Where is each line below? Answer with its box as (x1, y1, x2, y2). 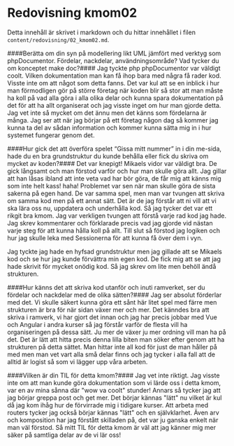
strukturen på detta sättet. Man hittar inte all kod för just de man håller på (7, 342, 218, 351)
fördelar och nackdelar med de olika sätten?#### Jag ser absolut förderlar (7, 291, 222, 299)
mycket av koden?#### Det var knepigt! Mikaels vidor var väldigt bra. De (7, 159, 218, 167)
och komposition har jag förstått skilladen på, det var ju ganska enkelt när (7, 415, 219, 424)
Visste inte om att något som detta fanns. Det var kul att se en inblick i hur (7, 78, 220, 87)
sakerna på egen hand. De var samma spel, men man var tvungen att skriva (7, 189, 225, 197)
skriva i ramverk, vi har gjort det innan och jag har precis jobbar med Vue (7, 313, 218, 321)
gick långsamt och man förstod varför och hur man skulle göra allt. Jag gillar (7, 167, 227, 175)
